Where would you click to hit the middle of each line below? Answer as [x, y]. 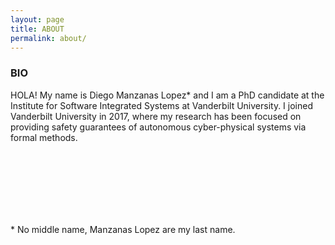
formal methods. [44, 137]
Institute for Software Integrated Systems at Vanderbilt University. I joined [161, 105]
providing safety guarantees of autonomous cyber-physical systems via [158, 127]
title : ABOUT [37, 29]
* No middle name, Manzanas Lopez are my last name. [123, 229]
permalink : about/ [48, 38]
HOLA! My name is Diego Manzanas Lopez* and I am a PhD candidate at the [167, 95]
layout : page [37, 19]
